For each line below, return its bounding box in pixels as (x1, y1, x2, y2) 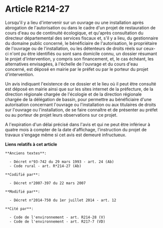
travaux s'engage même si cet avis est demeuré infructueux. (5, 132, 127, 138)
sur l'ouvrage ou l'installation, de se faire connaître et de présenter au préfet (5, 106, 158, 113)
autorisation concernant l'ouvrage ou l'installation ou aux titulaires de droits (5, 102, 156, 107)
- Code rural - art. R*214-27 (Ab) (9, 164, 82, 168)
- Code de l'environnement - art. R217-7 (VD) (9, 219, 106, 224)
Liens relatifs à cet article (5, 141, 57, 147)
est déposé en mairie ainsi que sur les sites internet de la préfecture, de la (5, 86, 153, 92)
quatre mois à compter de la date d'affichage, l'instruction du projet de (5, 126, 147, 132)
